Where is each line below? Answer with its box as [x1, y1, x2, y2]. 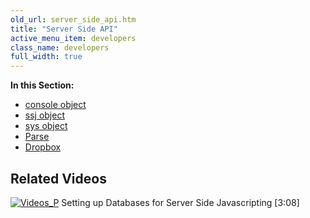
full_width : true [10, 52, 83, 62]
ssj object [24, 109, 66, 121]
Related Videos [10, 170, 107, 187]
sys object [24, 120, 68, 132]
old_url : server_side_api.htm [10, 14, 137, 25]
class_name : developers [10, 42, 110, 53]
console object [24, 99, 87, 111]
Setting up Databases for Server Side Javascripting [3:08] [61, 196, 300, 208]
